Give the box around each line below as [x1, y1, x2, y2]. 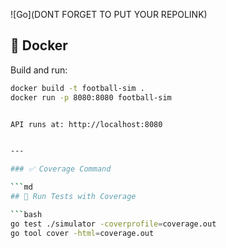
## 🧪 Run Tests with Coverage [10, 192, 137, 202]
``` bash [10, 209, 43, 219]
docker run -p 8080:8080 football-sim [10, 92, 172, 103]
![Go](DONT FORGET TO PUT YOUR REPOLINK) [10, 9, 208, 20]
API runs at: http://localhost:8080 [10, 119, 163, 129]
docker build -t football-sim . [10, 83, 145, 93]
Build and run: [10, 64, 68, 76]
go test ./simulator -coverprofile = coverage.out [10, 219, 217, 229]
